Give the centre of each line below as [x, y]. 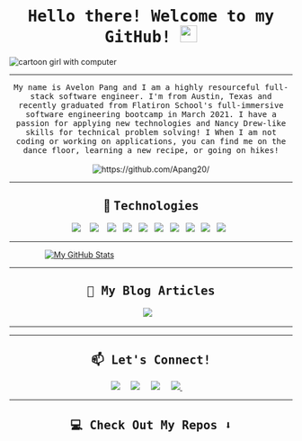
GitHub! [138, 37]
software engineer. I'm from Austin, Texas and [165, 96]
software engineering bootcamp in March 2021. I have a [151, 114]
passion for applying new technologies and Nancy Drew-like [151, 123]
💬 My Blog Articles [151, 291]
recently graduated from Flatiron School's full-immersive [151, 105]
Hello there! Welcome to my [151, 16]
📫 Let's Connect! [151, 360]
